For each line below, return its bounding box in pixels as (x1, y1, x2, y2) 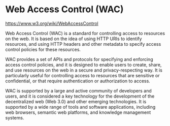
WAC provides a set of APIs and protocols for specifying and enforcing (5, 56, 153, 62)
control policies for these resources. (5, 46, 81, 52)
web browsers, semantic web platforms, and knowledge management (5, 109, 151, 115)
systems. (5, 114, 24, 120)
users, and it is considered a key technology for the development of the (5, 93, 155, 99)
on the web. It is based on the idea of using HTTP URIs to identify (5, 36, 142, 42)
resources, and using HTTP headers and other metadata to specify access (5, 41, 161, 47)
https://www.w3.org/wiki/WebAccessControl (5, 20, 98, 26)
